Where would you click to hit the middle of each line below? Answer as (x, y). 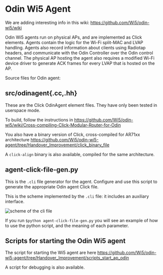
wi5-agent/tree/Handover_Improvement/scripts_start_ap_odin (67, 258)
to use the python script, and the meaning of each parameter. (67, 226)
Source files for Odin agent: (33, 78)
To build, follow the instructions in (39, 120)
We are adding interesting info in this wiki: (47, 23)
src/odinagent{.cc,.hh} (41, 93)
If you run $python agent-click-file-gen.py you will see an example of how (81, 220)
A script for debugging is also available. (45, 267)
